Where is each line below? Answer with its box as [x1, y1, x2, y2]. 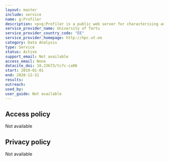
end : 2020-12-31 [5, 73, 39, 78]
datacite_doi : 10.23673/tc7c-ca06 [5, 63, 78, 68]
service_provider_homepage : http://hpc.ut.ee [5, 36, 102, 41]
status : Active [5, 49, 37, 54]
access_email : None [5, 59, 46, 64]
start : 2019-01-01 [5, 68, 44, 73]
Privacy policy [5, 137, 51, 146]
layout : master [5, 7, 37, 13]
